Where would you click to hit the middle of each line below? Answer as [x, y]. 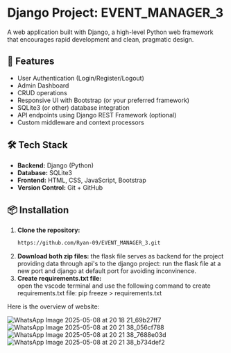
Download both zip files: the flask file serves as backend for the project [120, 256]
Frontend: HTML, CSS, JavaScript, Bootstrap [82, 180]
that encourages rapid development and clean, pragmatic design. [101, 39]
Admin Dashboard [43, 85]
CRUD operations [42, 92]
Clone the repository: [49, 230]
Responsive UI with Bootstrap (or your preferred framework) [103, 100]
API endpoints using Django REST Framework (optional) [97, 115]
